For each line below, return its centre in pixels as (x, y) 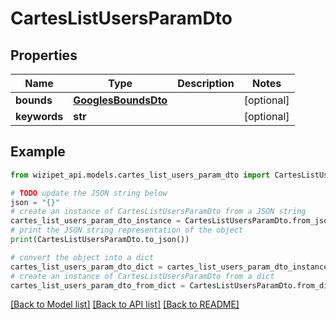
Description (206, 83)
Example (38, 152)
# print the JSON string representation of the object (127, 230)
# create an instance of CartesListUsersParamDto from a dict (142, 276)
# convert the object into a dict (82, 257)
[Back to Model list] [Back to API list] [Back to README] (125, 304)
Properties (44, 55)
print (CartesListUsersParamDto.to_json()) (100, 240)
